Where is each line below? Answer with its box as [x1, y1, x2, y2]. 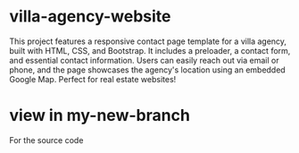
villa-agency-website [9, 6, 171, 27]
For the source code [9, 134, 84, 145]
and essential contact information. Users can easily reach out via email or [9, 55, 279, 65]
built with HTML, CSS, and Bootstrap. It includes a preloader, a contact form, [9, 45, 291, 55]
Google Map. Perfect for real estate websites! [9, 73, 177, 84]
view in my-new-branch [9, 106, 190, 126]
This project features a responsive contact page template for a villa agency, [9, 36, 287, 47]
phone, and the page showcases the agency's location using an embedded [9, 64, 286, 75]
